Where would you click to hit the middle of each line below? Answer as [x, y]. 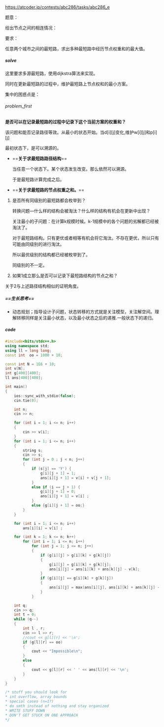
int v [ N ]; [15, 369]
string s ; [33, 450]
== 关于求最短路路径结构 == [40, 159]
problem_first [18, 106]
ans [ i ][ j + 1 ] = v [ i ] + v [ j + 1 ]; [76, 478]
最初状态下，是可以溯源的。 [33, 148]
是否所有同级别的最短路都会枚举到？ [49, 200]
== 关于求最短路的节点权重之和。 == [48, 190]
